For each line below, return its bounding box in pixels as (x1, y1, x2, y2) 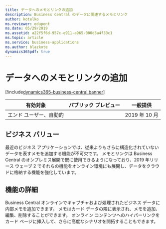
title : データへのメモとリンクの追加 (5, 7, 73, 12)
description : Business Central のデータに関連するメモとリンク (5, 12, 128, 17)
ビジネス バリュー (5, 130, 59, 138)
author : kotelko (5, 16, 39, 21)
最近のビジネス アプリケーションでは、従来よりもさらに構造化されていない (5, 144, 159, 150)
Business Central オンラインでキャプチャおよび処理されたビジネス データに (5, 199, 161, 205)
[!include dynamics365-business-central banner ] (5, 89, 105, 95)
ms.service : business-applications (5, 40, 79, 45)
